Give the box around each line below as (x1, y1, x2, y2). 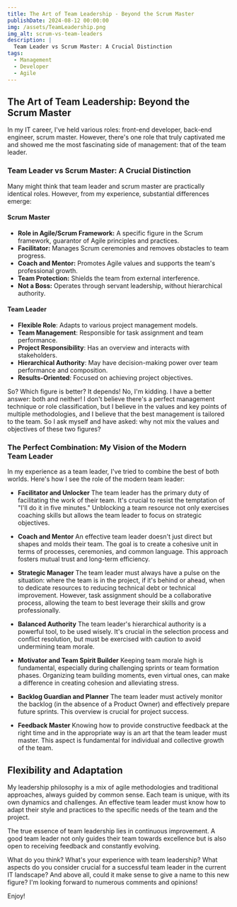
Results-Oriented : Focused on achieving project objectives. (17, 374, 193, 382)
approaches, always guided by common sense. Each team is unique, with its (7, 790, 230, 799)
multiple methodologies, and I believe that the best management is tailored (7, 410, 225, 418)
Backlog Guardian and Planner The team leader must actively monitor (17, 693, 223, 701)
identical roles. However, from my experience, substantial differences (7, 189, 210, 198)
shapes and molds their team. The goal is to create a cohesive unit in (17, 540, 219, 548)
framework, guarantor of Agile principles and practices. (17, 236, 180, 245)
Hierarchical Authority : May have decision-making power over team (17, 359, 218, 367)
